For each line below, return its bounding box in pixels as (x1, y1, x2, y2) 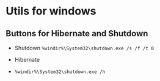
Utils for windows (5, 4, 96, 18)
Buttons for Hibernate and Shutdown (5, 28, 148, 39)
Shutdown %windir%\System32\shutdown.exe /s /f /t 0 (14, 44, 154, 51)
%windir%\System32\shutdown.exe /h (14, 69, 106, 75)
